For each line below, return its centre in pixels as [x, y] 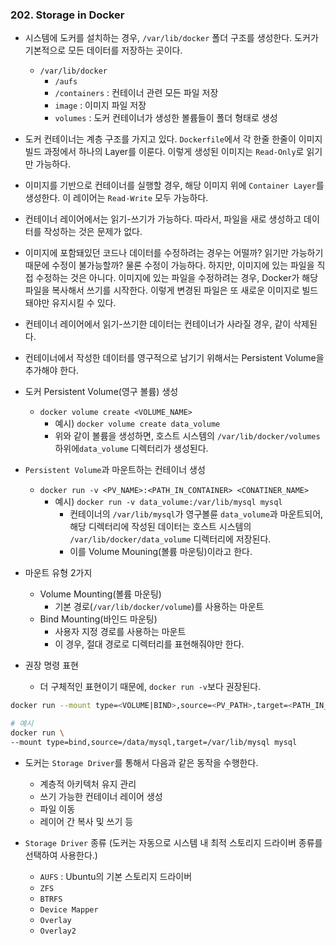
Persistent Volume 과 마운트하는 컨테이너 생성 [115, 470]
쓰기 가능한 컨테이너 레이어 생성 [101, 796]
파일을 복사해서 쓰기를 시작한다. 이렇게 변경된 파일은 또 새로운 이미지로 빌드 [171, 290]
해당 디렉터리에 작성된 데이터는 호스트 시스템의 [160, 527]
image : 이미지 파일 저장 [100, 105]
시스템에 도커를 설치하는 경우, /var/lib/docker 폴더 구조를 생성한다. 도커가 [171, 38]
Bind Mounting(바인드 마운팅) [98, 619]
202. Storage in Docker [67, 15]
